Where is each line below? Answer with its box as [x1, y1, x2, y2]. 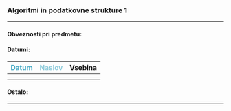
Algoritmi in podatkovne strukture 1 [7, 5, 128, 15]
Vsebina [69, 63, 98, 73]
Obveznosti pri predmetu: [7, 29, 82, 38]
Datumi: [7, 45, 31, 53]
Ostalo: [7, 88, 29, 96]
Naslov [39, 63, 63, 73]
